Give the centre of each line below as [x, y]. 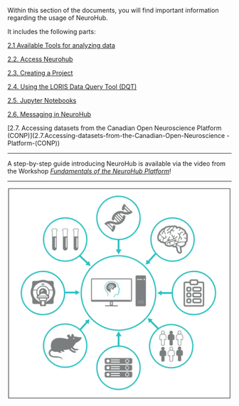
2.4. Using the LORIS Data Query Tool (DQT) [72, 87]
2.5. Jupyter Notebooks [42, 100]
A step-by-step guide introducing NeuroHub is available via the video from [117, 164]
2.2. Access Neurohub [40, 59]
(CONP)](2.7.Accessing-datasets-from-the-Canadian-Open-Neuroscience [116, 135]
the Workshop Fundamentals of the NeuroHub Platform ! [90, 171]
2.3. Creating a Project [40, 73]
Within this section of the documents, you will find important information [113, 10]
